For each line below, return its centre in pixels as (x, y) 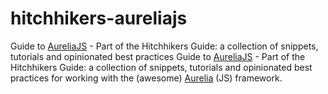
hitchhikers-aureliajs (99, 18)
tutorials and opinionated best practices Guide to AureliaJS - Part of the (158, 56)
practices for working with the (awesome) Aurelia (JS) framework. (146, 78)
